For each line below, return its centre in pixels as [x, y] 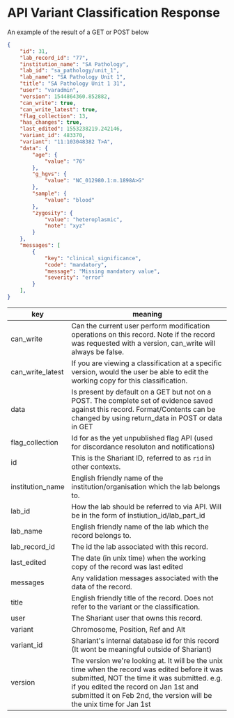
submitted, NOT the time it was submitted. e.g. [147, 678]
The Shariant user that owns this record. [137, 618]
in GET [82, 426]
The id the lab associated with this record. [140, 546]
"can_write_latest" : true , [59, 109]
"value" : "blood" [70, 200]
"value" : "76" [65, 161]
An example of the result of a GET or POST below [78, 32]
